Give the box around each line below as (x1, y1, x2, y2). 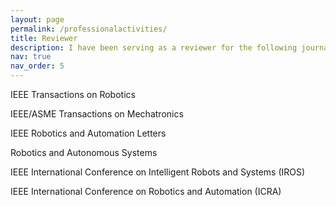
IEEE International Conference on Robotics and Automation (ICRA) (10, 186, 282, 197)
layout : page (10, 14, 65, 25)
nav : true (10, 52, 52, 62)
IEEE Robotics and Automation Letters (10, 127, 167, 139)
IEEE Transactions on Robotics (10, 89, 136, 100)
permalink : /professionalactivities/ (10, 24, 168, 34)
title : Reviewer (10, 33, 78, 43)
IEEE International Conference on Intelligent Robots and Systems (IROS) (10, 166, 306, 178)
